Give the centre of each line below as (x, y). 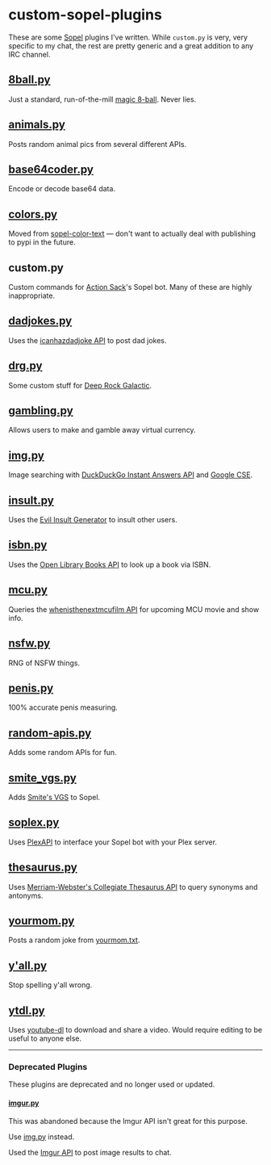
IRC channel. (29, 54)
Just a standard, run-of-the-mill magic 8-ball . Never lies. (102, 99)
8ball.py (29, 80)
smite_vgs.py (42, 778)
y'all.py (27, 965)
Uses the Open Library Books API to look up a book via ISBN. (110, 564)
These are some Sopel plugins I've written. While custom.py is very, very (128, 37)
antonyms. (26, 895)
